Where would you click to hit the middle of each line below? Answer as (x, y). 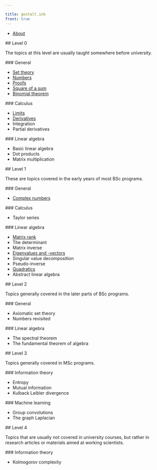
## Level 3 (16, 353)
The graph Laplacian (33, 418)
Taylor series (26, 217)
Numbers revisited (31, 318)
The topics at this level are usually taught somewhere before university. (79, 53)
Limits (18, 113)
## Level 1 (16, 169)
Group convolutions (33, 412)
